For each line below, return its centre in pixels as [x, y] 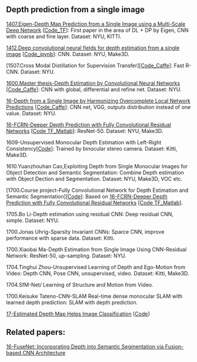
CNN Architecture [44, 353]
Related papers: [36, 332]
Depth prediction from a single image [76, 10]
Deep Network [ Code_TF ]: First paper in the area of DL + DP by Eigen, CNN [98, 30]
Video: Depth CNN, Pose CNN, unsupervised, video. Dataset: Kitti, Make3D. [98, 273]
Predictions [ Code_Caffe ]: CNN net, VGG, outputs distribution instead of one [98, 107]
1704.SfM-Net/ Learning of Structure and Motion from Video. [80, 284]
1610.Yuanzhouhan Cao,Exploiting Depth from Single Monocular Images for [97, 166]
